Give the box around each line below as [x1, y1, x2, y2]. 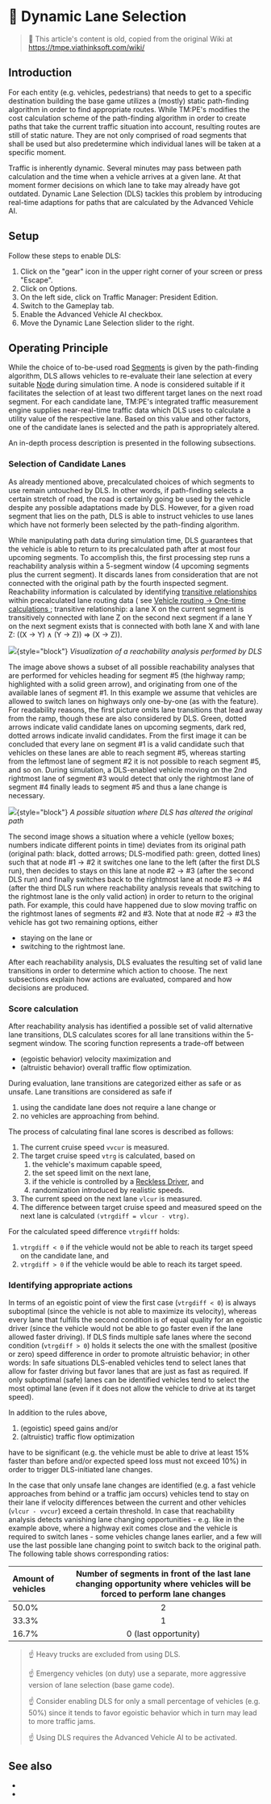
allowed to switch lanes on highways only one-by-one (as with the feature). [8, 696, 259, 705]
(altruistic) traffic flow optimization [19, 1432, 135, 1442]
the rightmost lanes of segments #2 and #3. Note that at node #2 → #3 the [8, 908, 256, 919]
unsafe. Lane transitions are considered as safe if [8, 1086, 173, 1096]
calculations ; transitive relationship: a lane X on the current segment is [8, 604, 244, 613]
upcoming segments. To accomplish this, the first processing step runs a [8, 552, 251, 562]
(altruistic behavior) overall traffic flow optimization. [19, 1062, 192, 1072]
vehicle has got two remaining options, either [8, 917, 159, 927]
